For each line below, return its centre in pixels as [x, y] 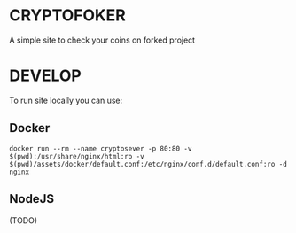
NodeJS [32, 199]
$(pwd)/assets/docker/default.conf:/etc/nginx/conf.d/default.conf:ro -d [148, 164]
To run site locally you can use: [66, 100]
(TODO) [23, 220]
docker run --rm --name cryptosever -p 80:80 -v [101, 148]
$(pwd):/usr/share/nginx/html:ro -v [77, 156]
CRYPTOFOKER [67, 16]
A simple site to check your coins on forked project [102, 40]
